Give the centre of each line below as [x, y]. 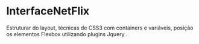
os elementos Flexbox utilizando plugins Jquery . [67, 34]
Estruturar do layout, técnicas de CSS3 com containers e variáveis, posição [100, 28]
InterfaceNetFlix [48, 11]
